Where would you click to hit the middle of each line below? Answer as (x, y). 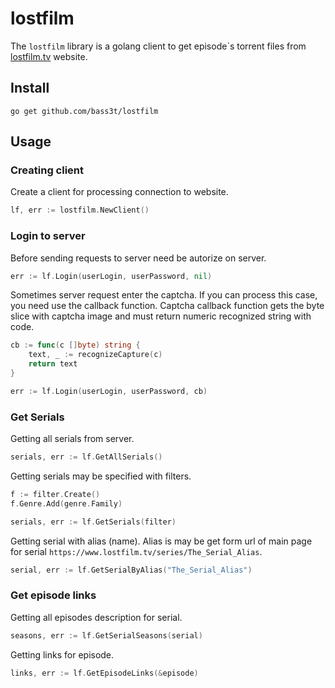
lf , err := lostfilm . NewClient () (80, 210)
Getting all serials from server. (72, 439)
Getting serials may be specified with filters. (101, 476)
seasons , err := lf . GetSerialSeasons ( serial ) (106, 635)
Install (30, 88)
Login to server (48, 236)
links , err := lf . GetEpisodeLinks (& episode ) (104, 673)
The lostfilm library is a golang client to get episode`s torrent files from (158, 46)
